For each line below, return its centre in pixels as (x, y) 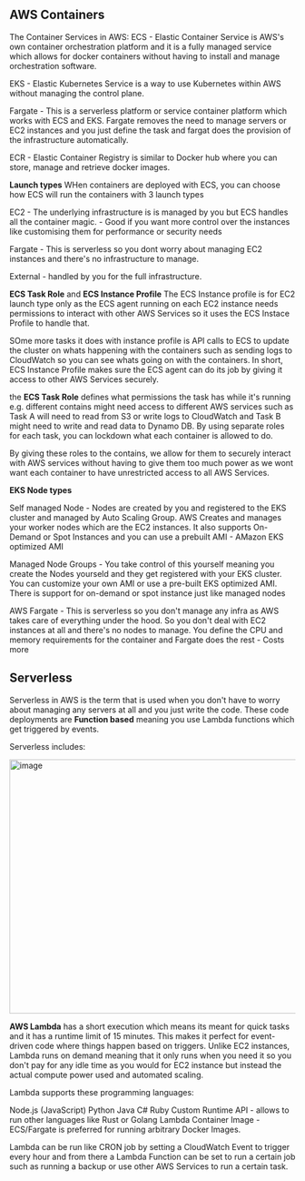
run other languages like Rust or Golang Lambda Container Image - (135, 1119)
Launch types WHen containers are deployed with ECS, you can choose (145, 185)
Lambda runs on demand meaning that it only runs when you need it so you (151, 1055)
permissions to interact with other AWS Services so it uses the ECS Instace (150, 313)
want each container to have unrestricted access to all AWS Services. (139, 472)
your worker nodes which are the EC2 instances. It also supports (130, 527)
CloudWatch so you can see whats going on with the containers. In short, (146, 359)
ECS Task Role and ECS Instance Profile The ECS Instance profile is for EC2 (152, 294)
